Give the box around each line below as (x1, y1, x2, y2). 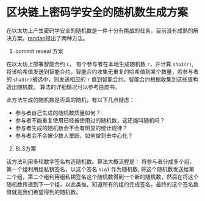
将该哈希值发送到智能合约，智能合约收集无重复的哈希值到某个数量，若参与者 (6, 68, 199, 75)
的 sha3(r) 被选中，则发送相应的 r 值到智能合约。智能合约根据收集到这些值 (6, 76, 193, 83)
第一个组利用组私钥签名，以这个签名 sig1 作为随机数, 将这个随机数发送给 (6, 165, 189, 172)
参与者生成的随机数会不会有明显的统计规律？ (15, 124, 128, 132)
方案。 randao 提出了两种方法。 (11, 34, 88, 41)
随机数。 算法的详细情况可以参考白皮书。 (16, 83, 120, 90)
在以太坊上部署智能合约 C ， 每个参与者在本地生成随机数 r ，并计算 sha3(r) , (6, 60, 194, 68)
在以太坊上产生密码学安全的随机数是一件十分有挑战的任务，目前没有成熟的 (6, 27, 193, 34)
